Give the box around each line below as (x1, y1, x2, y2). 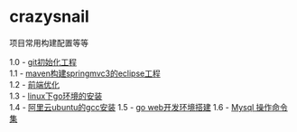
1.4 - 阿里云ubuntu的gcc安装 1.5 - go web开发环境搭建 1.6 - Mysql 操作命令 (9, 101, 289, 112)
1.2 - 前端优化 (9, 79, 60, 90)
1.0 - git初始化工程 (9, 56, 78, 67)
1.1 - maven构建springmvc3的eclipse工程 (9, 68, 161, 79)
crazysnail (9, 6, 90, 27)
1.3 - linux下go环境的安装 (9, 90, 103, 101)
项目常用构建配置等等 (9, 37, 88, 48)
